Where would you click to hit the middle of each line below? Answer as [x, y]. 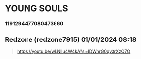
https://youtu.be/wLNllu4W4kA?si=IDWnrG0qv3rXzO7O [74, 51]
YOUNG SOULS [37, 9]
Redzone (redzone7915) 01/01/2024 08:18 [71, 39]
